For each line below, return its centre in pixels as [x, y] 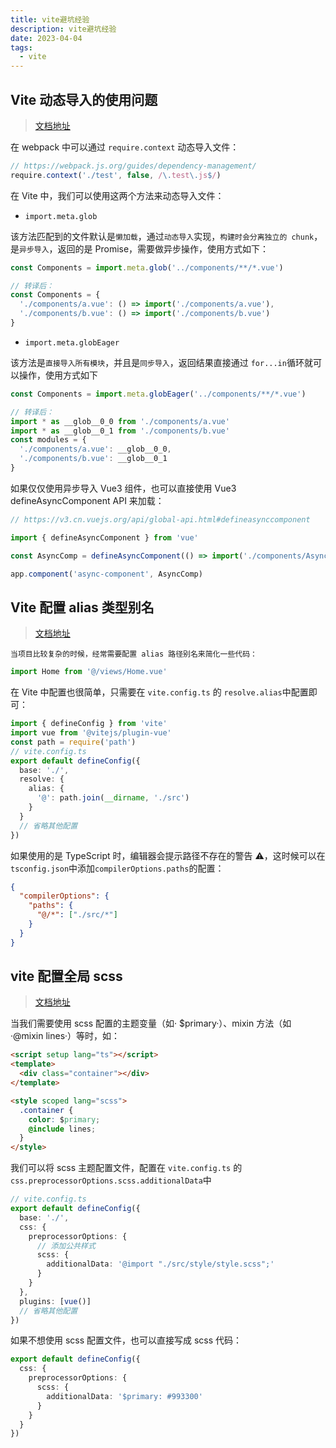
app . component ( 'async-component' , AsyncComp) [106, 574]
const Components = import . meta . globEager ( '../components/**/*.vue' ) [158, 394]
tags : [21, 47]
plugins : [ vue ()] [55, 1301]
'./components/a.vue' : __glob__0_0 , [95, 449]
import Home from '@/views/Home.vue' [89, 672]
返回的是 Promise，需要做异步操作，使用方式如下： [163, 248]
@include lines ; [62, 1129]
